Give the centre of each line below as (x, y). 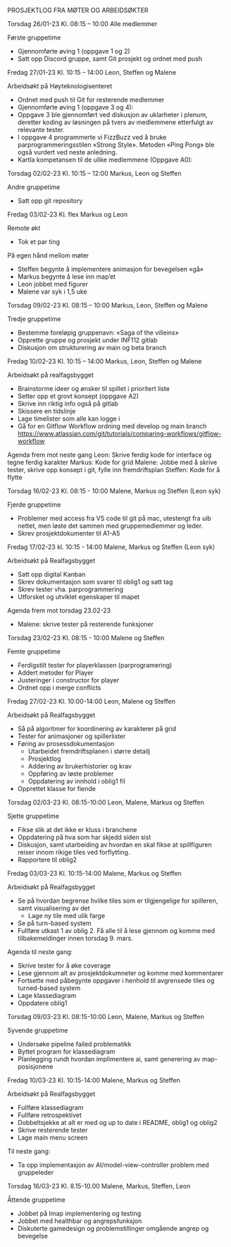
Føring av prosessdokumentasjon (66, 743)
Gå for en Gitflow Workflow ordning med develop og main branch (112, 426)
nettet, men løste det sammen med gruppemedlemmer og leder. (110, 526)
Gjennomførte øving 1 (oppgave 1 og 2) (74, 51)
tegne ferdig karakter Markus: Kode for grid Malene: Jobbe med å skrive (112, 462)
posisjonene (35, 1066)
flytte (15, 477)
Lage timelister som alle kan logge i (69, 418)
